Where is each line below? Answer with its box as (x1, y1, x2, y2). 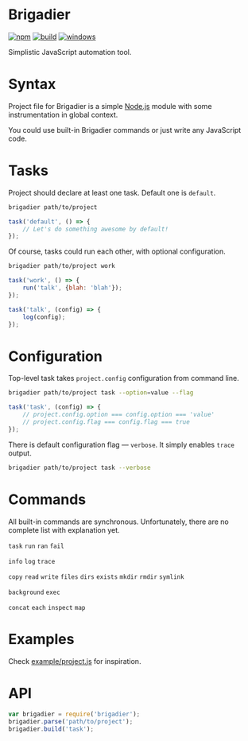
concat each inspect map (8, 603, 86, 611)
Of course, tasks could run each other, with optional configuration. (8, 246, 227, 256)
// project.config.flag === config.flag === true (22, 418, 191, 426)
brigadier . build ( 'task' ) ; (8, 725, 94, 733)
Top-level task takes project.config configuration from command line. (8, 374, 240, 383)
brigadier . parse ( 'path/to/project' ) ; (8, 718, 134, 726)
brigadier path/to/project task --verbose (8, 464, 151, 471)
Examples (8, 630, 75, 648)
